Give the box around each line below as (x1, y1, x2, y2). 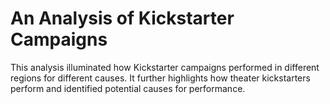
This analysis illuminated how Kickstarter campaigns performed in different (10, 61, 320, 73)
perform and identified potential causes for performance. (10, 82, 246, 94)
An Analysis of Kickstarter (10, 7, 235, 30)
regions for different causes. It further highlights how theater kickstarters (10, 72, 311, 84)
